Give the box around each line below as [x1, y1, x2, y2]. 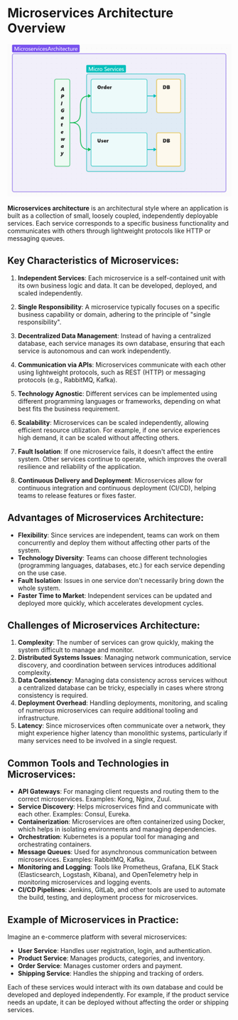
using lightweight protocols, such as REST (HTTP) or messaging [17, 368, 206, 377]
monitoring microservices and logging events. [17, 878, 152, 887]
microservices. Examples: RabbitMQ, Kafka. [17, 856, 146, 864]
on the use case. [17, 568, 67, 577]
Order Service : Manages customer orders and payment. [17, 962, 183, 970]
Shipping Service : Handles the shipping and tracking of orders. [17, 969, 204, 978]
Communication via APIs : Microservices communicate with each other [17, 360, 226, 369]
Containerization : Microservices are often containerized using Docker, [17, 817, 226, 826]
